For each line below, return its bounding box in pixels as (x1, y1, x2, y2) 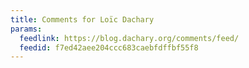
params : (10, 24, 43, 34)
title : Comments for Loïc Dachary (10, 14, 155, 25)
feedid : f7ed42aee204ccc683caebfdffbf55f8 (19, 42, 199, 53)
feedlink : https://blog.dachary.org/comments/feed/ (19, 33, 240, 43)
